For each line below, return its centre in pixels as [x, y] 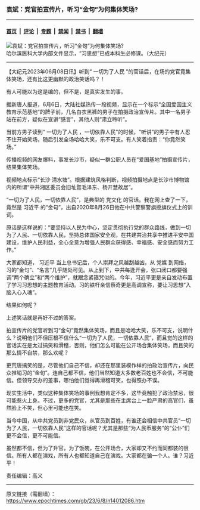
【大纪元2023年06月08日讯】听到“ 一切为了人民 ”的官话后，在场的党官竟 [96, 71]
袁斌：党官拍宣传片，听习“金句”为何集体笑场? [72, 9]
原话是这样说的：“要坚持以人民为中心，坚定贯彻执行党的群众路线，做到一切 [99, 227]
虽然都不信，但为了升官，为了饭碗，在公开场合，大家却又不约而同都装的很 [97, 448]
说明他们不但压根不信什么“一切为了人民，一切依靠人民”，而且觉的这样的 [105, 338]
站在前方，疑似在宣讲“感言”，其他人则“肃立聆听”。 [68, 119]
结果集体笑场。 [24, 167]
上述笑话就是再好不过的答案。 [43, 317]
